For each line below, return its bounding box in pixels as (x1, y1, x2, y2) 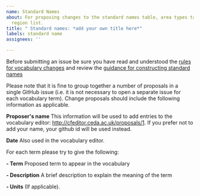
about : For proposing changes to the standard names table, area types (6, 14, 187, 20)
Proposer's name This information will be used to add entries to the (6, 113, 173, 120)
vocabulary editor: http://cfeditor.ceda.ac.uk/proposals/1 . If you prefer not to (6, 119, 193, 126)
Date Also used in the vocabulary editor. (6, 137, 105, 144)
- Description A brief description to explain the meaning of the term (6, 172, 173, 179)
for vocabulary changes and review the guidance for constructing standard (6, 64, 190, 71)
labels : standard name (6, 31, 62, 37)
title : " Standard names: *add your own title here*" (6, 25, 143, 32)
